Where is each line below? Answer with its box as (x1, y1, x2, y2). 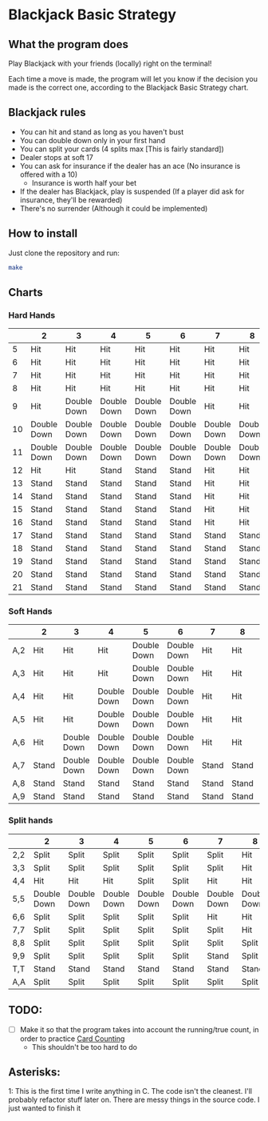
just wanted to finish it (8, 1103, 81, 1113)
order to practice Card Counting (19, 1034, 125, 1043)
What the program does (8, 38, 129, 51)
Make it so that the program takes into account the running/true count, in (19, 1024, 259, 1034)
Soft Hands (8, 606, 53, 617)
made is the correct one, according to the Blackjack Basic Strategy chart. (8, 82, 249, 92)
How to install (8, 226, 78, 241)
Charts (8, 286, 44, 299)
